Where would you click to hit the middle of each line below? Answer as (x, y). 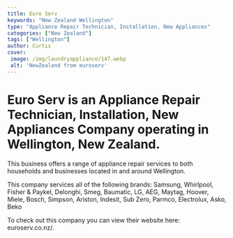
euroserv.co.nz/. (31, 228)
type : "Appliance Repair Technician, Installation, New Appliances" (109, 26)
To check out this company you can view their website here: (93, 220)
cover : (17, 53)
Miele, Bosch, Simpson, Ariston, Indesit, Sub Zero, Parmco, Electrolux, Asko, (117, 199)
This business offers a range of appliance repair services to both (100, 164)
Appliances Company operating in (108, 129)
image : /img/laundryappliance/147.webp (68, 59)
